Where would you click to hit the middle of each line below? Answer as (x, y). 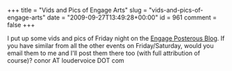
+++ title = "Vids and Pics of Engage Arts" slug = (77, 10)
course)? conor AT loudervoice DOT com (66, 61)
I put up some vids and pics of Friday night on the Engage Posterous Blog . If (116, 38)
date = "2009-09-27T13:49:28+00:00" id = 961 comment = (132, 17)
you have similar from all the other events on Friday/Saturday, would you (110, 46)
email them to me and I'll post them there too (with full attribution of (103, 53)
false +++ (21, 25)
